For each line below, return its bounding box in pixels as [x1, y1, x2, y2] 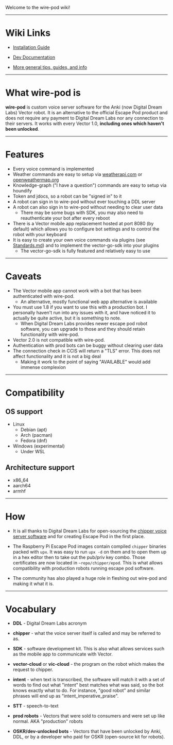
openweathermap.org [12, 176, 59, 183]
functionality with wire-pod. [20, 331, 79, 338]
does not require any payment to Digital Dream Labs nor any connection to [5, 115, 164, 121]
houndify [12, 187, 32, 193]
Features [5, 149, 44, 161]
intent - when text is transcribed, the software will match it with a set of [12, 677, 165, 683]
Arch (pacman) [20, 432, 53, 438]
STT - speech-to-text [12, 703, 59, 709]
